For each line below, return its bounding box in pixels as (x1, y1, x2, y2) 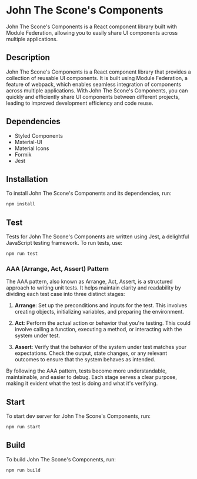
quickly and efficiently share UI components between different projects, (6, 93, 180, 100)
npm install (6, 201, 35, 207)
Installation (6, 174, 48, 184)
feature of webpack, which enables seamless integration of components (6, 81, 182, 88)
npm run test (6, 251, 38, 257)
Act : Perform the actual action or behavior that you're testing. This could (14, 320, 191, 327)
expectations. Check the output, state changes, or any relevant (14, 350, 168, 357)
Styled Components (14, 132, 64, 139)
